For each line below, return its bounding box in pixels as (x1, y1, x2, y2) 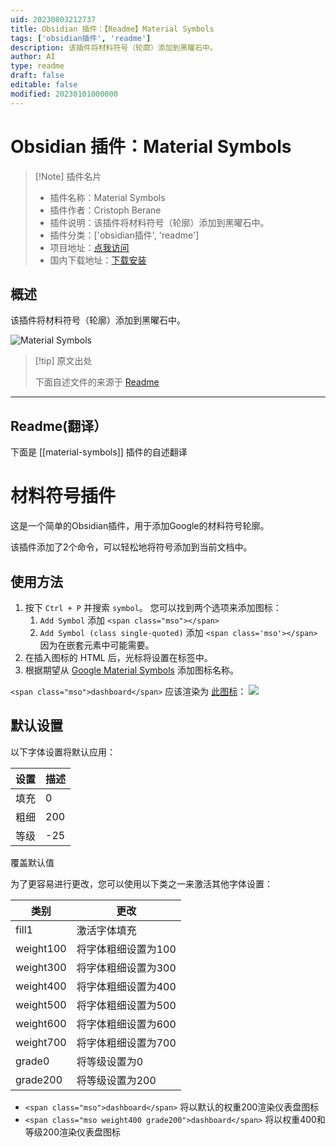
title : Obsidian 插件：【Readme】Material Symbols (10, 24, 215, 34)
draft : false (10, 71, 65, 81)
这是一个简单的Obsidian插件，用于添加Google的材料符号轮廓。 (10, 520, 270, 532)
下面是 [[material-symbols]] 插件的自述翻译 (10, 446, 188, 458)
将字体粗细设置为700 (76, 1036, 177, 1050)
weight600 (15, 1016, 67, 1030)
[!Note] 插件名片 (34, 170, 102, 182)
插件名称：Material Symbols (49, 191, 166, 203)
